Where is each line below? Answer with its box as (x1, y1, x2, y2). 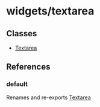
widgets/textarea (6, 4, 95, 18)
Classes (6, 28, 37, 39)
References (6, 62, 51, 72)
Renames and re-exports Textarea (6, 94, 92, 101)
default (6, 80, 28, 88)
